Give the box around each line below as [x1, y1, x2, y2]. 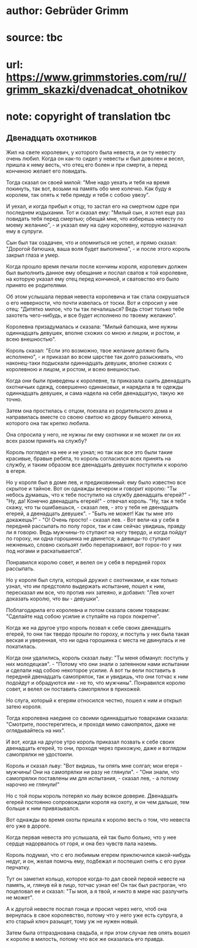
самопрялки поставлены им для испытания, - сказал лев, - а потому [6, 774, 179, 782]
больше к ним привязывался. [6, 805, 80, 812]
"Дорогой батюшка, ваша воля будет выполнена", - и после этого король [6, 245, 191, 252]
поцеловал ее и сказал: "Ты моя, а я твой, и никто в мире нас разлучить [6, 888, 189, 895]
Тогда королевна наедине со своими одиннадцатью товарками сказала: [6, 714, 189, 721]
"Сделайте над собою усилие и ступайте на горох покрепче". [6, 613, 161, 620]
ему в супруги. [6, 227, 44, 234]
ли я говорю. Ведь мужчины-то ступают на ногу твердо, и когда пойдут [6, 529, 187, 536]
